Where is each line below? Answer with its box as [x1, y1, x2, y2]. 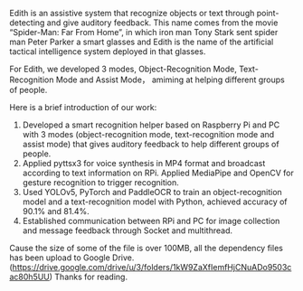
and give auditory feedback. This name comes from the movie [46, 17, 279, 28]
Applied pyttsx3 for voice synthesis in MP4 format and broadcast [22, 158, 266, 168]
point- [256, 8, 279, 18]
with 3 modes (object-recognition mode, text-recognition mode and [22, 129, 275, 139]
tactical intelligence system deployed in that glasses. [9, 46, 206, 57]
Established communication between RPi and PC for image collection [22, 216, 280, 226]
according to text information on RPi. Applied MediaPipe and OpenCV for [22, 167, 294, 178]
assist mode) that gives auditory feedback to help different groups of [22, 139, 279, 149]
